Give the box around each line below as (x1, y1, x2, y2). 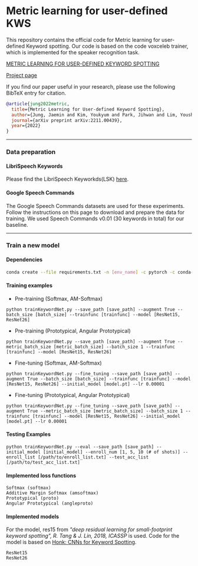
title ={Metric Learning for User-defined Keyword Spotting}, (11, 106, 165, 112)
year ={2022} (11, 123, 41, 129)
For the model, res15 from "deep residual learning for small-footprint (6, 526, 173, 533)
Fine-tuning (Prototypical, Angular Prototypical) (14, 391, 130, 398)
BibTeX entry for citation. (6, 89, 67, 96)
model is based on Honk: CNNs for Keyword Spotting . (6, 539, 137, 546)
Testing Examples (6, 431, 51, 438)
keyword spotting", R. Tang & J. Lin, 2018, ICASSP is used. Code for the (6, 532, 180, 539)
